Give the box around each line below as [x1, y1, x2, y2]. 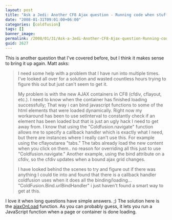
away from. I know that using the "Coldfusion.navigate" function [17, 123, 154, 129]
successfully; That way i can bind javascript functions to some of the [17, 102, 163, 108]
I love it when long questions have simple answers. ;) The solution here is [5, 197, 160, 204]
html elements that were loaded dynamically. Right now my [17, 107, 142, 113]
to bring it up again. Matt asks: [5, 60, 70, 67]
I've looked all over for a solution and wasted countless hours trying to [17, 75, 166, 82]
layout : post [5, 7, 33, 13]
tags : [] [5, 27, 24, 32]
